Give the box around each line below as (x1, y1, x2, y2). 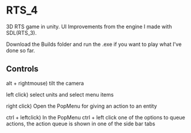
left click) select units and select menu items (6, 91, 114, 98)
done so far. (6, 46, 35, 54)
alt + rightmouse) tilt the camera (6, 79, 84, 87)
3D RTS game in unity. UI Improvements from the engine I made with (6, 23, 172, 30)
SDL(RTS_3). (6, 29, 37, 36)
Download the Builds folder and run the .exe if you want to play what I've (6, 41, 182, 48)
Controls (6, 64, 39, 74)
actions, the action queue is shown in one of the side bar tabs (6, 120, 156, 127)
